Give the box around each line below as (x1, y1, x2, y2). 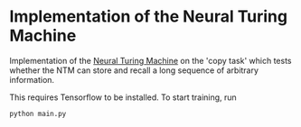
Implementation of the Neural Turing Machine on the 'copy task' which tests (9, 55, 292, 66)
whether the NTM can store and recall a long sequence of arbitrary (9, 65, 259, 76)
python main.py (9, 109, 67, 118)
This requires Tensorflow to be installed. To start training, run (9, 92, 237, 103)
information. (9, 74, 55, 85)
